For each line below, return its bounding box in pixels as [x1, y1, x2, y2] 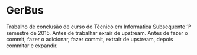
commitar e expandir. [6, 42, 58, 49]
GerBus [6, 4, 44, 17]
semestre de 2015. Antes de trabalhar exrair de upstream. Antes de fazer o [6, 29, 188, 36]
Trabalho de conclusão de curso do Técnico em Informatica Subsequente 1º [6, 23, 192, 30]
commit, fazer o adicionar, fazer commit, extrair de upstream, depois [6, 35, 173, 43]
